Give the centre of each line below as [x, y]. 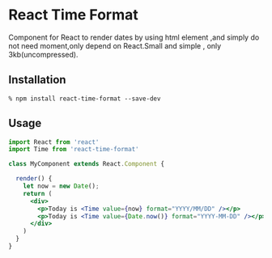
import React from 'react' [54, 142]
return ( [38, 193]
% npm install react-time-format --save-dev [85, 99]
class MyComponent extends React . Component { [86, 164]
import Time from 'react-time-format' [74, 150]
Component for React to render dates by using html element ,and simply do [134, 37]
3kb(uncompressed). [43, 54]
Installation [37, 80]
